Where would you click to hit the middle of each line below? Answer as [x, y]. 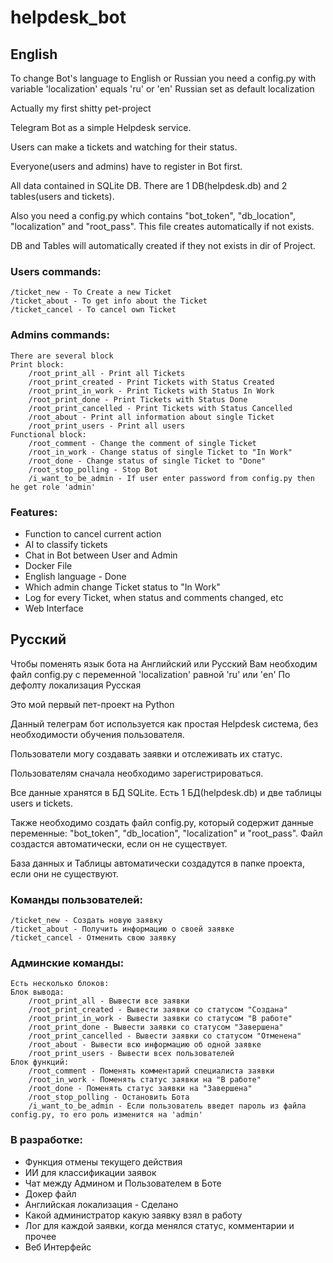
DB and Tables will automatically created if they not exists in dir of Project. [163, 245]
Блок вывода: [37, 992]
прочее [40, 1236]
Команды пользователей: [76, 899]
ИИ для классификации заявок [90, 1172]
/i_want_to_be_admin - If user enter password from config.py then [171, 478]
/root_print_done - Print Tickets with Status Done [138, 399]
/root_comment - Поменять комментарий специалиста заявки [151, 1071]
